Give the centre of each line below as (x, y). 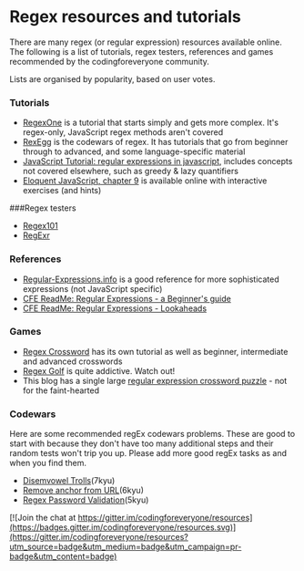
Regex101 (41, 226)
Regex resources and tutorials (125, 17)
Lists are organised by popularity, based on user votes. (112, 78)
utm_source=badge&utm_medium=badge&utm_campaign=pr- (126, 547)
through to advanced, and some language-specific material (134, 151)
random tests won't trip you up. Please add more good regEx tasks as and (148, 453)
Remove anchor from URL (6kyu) (83, 491)
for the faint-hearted (61, 390)
